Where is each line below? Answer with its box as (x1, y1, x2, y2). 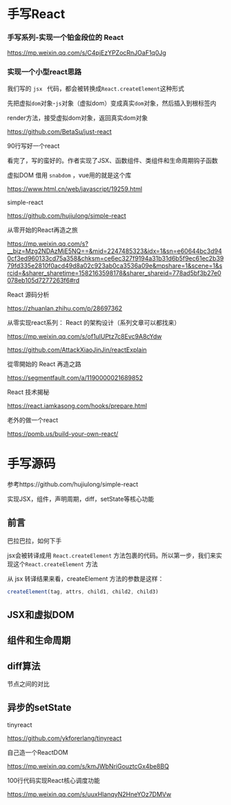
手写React (7, 6, 66, 22)
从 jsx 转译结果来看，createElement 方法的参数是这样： (7, 574, 164, 583)
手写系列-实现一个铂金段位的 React (7, 32, 124, 42)
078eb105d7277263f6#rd (7, 276, 80, 284)
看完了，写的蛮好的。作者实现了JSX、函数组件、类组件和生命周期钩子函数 (7, 156, 219, 164)
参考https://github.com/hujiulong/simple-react (7, 480, 139, 488)
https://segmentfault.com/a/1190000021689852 (7, 373, 143, 381)
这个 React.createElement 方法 (12, 559, 98, 568)
